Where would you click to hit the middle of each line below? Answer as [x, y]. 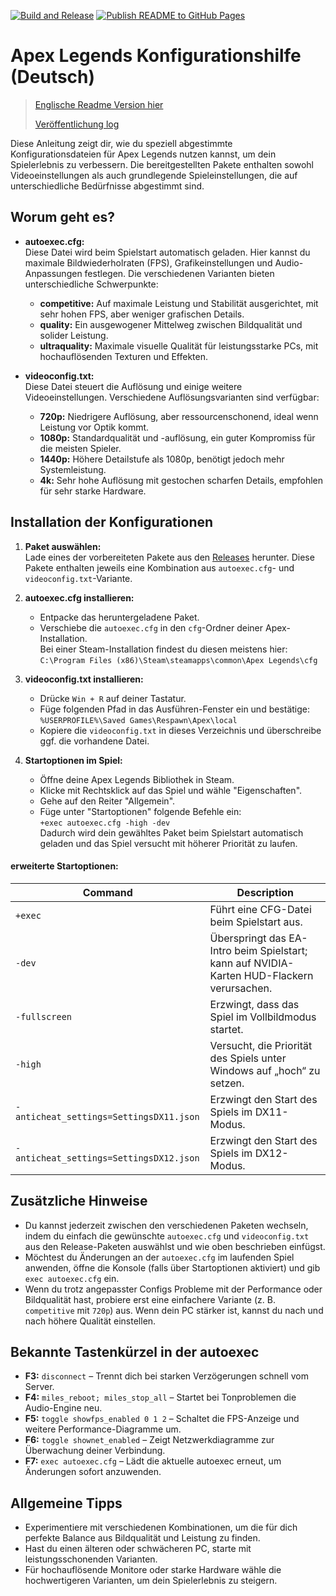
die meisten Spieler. [80, 448]
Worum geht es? [62, 217]
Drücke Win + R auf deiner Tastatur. [113, 698]
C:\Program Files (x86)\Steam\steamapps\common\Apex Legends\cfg [178, 660]
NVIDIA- [274, 963]
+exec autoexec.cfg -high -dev [105, 823]
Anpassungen [53, 273]
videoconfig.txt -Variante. [78, 578]
